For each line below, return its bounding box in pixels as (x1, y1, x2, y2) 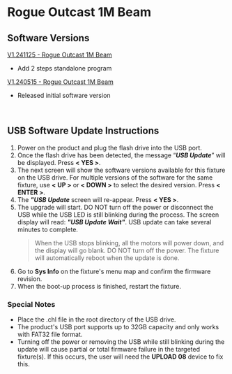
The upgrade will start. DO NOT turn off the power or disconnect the (17, 203, 214, 211)
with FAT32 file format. (17, 330, 83, 339)
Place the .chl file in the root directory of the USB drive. (17, 315, 176, 324)
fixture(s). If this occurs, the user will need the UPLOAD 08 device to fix (17, 352, 224, 361)
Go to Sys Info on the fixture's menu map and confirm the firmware (17, 267, 211, 275)
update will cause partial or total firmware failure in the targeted (17, 345, 201, 354)
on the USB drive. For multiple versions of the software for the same (17, 173, 213, 182)
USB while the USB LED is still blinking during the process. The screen (17, 210, 219, 219)
